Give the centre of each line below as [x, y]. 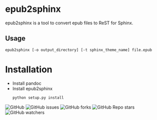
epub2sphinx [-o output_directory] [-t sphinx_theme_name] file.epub [79, 50]
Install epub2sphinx [33, 88]
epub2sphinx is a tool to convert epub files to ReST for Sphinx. [69, 23]
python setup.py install [38, 98]
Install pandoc [27, 83]
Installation [29, 69]
